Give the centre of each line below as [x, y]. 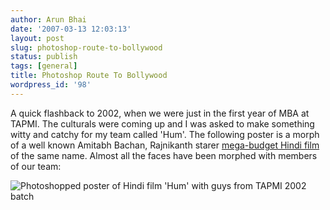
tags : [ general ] [44, 66]
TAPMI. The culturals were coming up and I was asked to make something [162, 123]
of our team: [36, 166]
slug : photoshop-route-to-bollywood [86, 47]
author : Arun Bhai [48, 19]
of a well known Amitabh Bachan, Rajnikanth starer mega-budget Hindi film [165, 145]
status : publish [44, 57]
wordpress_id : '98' [51, 85]
